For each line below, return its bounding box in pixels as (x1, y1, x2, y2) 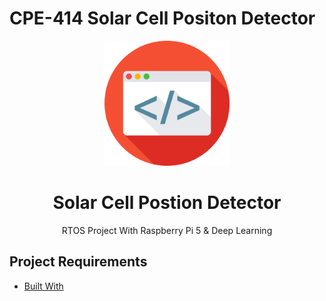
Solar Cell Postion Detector (52, 192, 282, 214)
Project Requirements (9, 253, 148, 271)
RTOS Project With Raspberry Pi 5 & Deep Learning (61, 224, 273, 236)
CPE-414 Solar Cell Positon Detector (9, 7, 316, 30)
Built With (23, 280, 64, 292)
